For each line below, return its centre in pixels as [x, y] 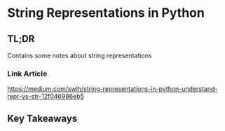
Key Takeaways [42, 118]
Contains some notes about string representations [80, 55]
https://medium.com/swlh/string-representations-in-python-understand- [112, 89]
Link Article [27, 74]
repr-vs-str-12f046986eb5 [46, 97]
